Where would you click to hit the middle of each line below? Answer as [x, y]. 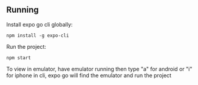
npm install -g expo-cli [38, 36]
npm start [19, 58]
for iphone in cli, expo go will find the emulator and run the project [89, 75]
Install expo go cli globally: [39, 24]
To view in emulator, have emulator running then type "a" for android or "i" [99, 69]
